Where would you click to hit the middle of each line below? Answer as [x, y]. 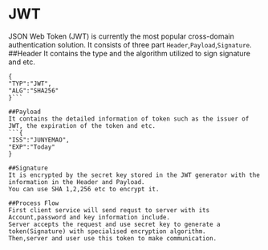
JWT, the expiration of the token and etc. [82, 125]
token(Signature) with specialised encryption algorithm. [107, 231]
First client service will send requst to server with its [109, 210]
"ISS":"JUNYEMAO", [39, 140]
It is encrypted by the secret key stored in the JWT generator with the [134, 175]
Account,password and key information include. [89, 217]
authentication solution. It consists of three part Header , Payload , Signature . [130, 44]
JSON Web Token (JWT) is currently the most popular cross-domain [121, 36]
